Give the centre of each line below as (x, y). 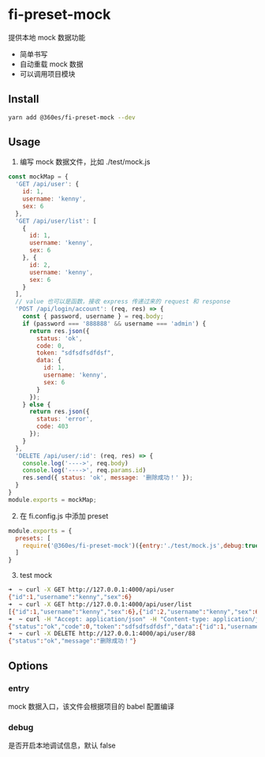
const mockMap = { (38, 177)
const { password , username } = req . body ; (93, 317)
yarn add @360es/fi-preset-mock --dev (72, 117)
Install (24, 99)
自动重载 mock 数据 (52, 64)
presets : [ (33, 538)
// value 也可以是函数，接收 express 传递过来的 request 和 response (123, 302)
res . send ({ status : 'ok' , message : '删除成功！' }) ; (108, 478)
